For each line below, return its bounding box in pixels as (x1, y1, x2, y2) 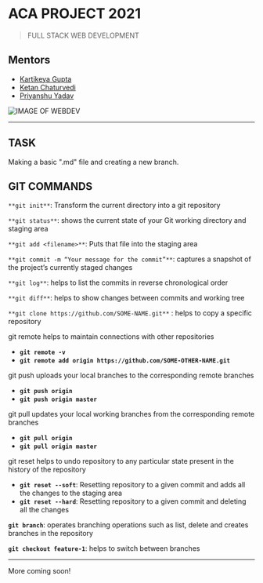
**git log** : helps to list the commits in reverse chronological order (8, 278, 229, 287)
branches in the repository (8, 529, 94, 538)
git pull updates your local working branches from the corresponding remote (8, 410, 255, 419)
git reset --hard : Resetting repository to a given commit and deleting (19, 497, 247, 506)
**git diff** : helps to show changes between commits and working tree (8, 293, 245, 303)
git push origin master (19, 395, 98, 404)
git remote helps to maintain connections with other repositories (8, 332, 214, 341)
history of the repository (8, 465, 86, 475)
